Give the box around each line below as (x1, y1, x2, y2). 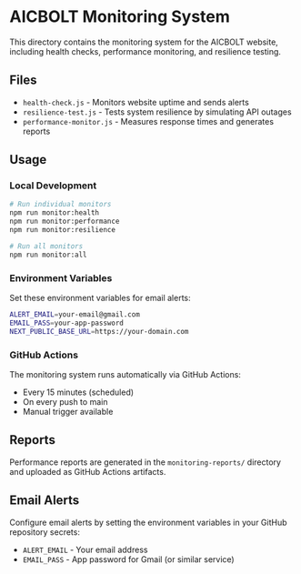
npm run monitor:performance (9, 217, 120, 227)
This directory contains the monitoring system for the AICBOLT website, (9, 36, 279, 47)
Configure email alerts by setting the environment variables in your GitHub (9, 517, 288, 528)
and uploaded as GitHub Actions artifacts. (9, 466, 166, 477)
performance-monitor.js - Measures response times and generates (22, 116, 275, 126)
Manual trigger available (22, 406, 114, 417)
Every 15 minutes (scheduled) (22, 387, 135, 398)
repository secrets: (9, 526, 80, 538)
